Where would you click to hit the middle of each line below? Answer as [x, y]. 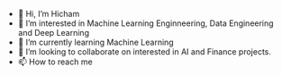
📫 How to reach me [55, 62]
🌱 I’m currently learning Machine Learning [96, 42]
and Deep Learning [54, 33]
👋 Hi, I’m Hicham [49, 14]
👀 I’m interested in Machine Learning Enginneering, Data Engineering [146, 23]
